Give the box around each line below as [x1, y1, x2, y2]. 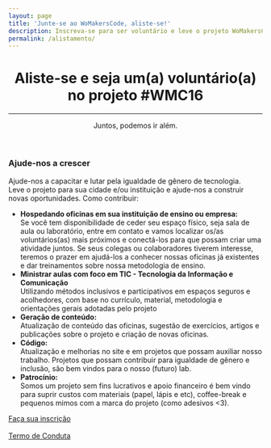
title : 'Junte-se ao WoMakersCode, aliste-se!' [8, 19, 172, 27]
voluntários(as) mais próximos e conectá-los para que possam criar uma [19, 235, 262, 244]
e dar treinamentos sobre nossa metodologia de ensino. [19, 260, 206, 270]
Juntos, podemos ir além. [93, 120, 178, 130]
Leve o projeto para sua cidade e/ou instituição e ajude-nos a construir [8, 184, 244, 194]
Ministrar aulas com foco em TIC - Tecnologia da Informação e [19, 268, 234, 279]
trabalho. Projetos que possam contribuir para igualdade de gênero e [19, 355, 250, 365]
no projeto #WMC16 [67, 87, 204, 105]
